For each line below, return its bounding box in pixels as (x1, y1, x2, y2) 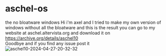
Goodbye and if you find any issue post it (5, 40, 90, 46)
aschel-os (5, 3, 48, 14)
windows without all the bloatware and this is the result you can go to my (5, 24, 155, 30)
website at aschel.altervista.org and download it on (5, 30, 110, 36)
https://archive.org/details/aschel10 (5, 35, 78, 41)
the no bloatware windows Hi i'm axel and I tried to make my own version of (5, 19, 161, 25)
